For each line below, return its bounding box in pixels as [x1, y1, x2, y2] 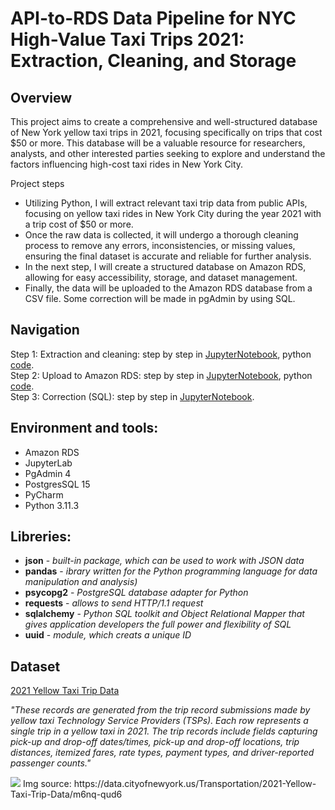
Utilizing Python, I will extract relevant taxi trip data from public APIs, [24, 197, 308, 209]
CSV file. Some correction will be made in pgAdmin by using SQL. [24, 293, 296, 304]
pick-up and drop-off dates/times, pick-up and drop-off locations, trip [10, 736, 300, 748]
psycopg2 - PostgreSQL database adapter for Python [24, 587, 249, 599]
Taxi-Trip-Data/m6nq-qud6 [10, 788, 123, 801]
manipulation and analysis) [24, 576, 138, 588]
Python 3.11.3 [24, 499, 80, 511]
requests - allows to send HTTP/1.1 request [24, 597, 204, 609]
